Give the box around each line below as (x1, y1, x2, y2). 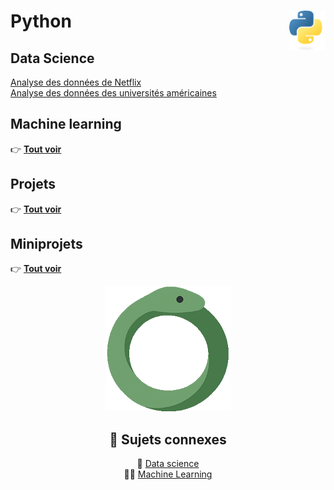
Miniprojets (10, 236, 83, 253)
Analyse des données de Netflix (10, 76, 142, 88)
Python (10, 10, 72, 33)
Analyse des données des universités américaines (10, 87, 217, 99)
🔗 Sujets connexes (109, 431, 227, 448)
